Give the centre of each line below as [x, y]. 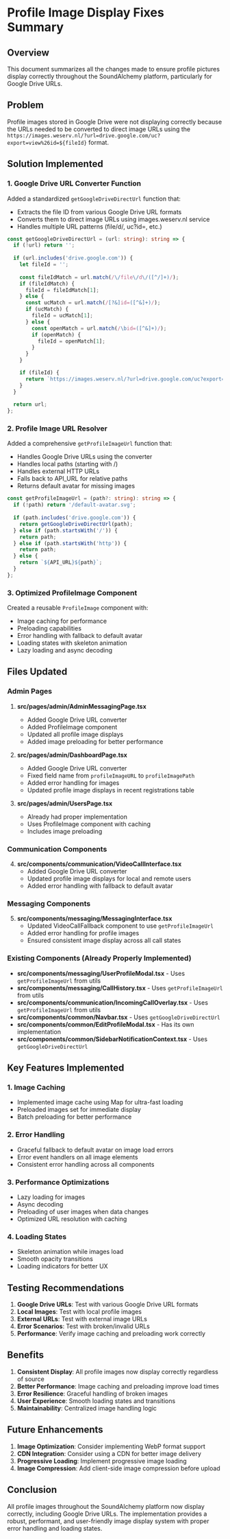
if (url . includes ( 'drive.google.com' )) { [73, 258]
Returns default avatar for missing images [76, 486]
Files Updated [37, 672]
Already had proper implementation [77, 817]
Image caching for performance [62, 621]
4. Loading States [37, 1236]
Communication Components [57, 849]
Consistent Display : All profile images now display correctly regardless [118, 1371]
